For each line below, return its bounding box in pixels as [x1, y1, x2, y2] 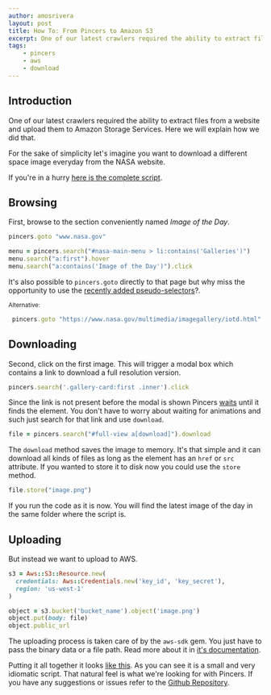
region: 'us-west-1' [15, 585, 85, 593]
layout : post [8, 19, 52, 27]
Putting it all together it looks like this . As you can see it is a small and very [8, 660, 256, 670]
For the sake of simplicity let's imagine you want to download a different [8, 148, 248, 158]
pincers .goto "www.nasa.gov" [8, 233, 106, 241]
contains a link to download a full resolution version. [8, 368, 181, 377]
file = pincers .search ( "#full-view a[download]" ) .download [8, 431, 211, 439]
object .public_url [8, 622, 70, 630]
